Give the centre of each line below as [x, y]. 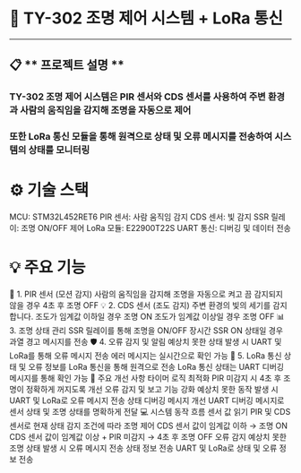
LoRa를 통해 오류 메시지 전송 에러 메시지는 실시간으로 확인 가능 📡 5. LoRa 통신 [146, 356]
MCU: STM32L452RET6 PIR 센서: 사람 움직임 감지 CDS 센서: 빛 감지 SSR [139, 217]
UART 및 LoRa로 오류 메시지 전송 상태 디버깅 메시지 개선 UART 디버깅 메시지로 [147, 400]
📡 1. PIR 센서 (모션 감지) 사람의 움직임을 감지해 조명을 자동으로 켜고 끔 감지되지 [146, 294]
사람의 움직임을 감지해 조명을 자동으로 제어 [105, 110]
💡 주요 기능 [47, 267]
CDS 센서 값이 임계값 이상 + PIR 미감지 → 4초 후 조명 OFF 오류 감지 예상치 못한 [148, 437]
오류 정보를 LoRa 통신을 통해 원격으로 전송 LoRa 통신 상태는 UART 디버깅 [156, 367]
